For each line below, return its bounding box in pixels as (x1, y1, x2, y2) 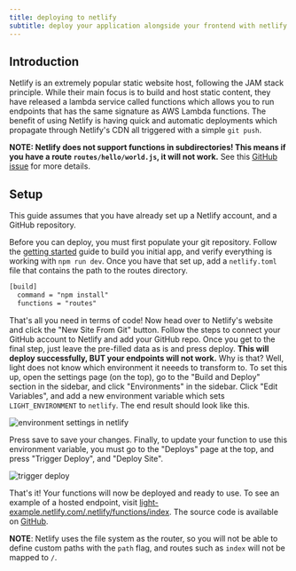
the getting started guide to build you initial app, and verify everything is (9, 246, 273, 258)
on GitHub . (9, 516, 49, 527)
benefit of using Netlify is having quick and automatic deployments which (9, 115, 277, 126)
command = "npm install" (17, 290, 109, 299)
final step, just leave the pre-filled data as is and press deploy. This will (9, 343, 269, 353)
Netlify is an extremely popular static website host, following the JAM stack (9, 77, 284, 89)
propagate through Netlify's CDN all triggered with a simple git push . (9, 125, 262, 136)
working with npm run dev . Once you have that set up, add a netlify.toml (9, 256, 277, 266)
